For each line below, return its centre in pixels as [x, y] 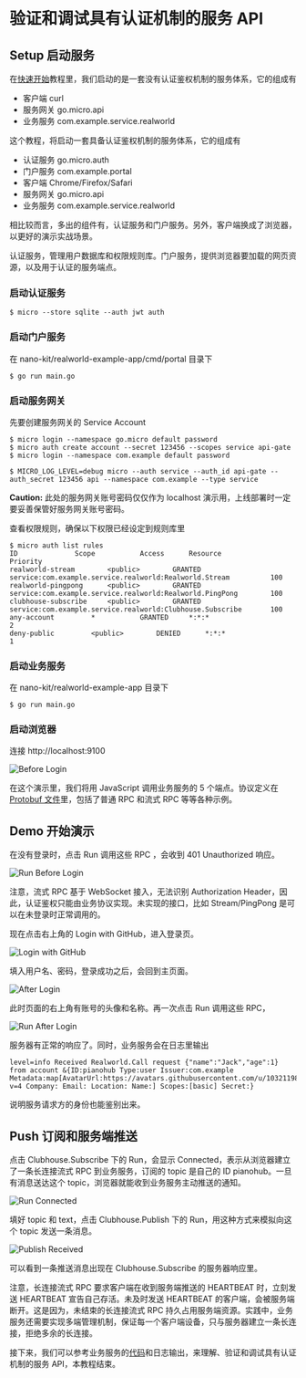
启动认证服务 [38, 293]
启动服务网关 [38, 401]
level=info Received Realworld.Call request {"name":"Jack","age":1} [144, 1063]
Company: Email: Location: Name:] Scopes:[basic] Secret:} [140, 1087]
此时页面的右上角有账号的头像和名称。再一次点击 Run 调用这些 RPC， [140, 1008]
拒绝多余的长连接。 [61, 1333]
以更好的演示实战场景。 [53, 236]
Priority [26, 561]
